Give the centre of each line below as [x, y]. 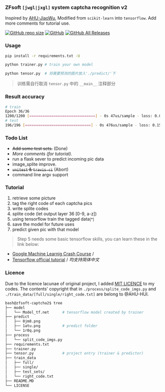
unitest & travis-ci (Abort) [40, 169]
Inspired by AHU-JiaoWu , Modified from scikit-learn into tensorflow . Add [81, 18]
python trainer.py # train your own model [49, 65]
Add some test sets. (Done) [40, 149]
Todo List [16, 138]
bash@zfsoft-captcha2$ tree [34, 303]
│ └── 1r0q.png [23, 331]
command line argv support [40, 175]
